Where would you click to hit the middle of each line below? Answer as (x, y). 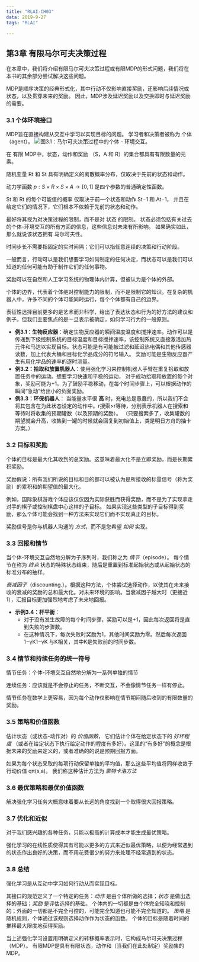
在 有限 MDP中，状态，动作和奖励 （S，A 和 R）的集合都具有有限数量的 (94, 154)
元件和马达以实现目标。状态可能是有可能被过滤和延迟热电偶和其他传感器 (103, 347)
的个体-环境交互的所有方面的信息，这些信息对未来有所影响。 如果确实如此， (99, 227)
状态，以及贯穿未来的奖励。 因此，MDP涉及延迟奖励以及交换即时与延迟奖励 (98, 96)
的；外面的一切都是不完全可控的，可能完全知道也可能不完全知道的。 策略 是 (98, 910)
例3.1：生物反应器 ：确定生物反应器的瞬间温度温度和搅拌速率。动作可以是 (104, 332)
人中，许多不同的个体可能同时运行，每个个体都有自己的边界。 (86, 299)
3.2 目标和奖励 (27, 445)
